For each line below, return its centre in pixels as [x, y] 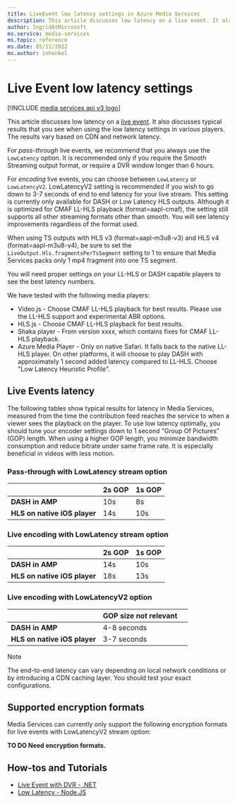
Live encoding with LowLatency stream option [88, 534]
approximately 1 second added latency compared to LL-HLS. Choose [117, 361]
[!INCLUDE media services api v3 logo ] [64, 107]
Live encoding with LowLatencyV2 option [80, 597]
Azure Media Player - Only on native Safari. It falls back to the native [117, 346]
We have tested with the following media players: [79, 295]
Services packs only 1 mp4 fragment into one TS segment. [92, 260]
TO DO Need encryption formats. [56, 746]
